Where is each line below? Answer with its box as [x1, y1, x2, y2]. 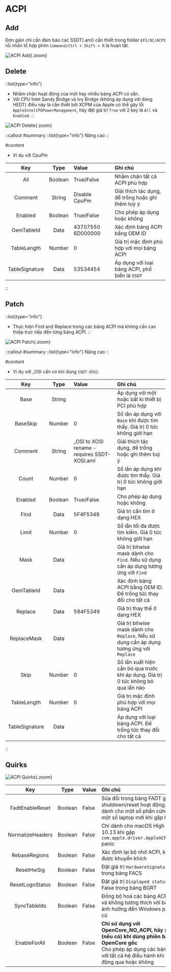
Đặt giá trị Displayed [101, 878, 150, 885]
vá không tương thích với [101, 899, 161, 906]
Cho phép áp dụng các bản [101, 946, 166, 953]
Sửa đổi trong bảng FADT [101, 795, 162, 802]
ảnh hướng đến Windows [101, 905, 161, 913]
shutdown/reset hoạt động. [101, 801, 166, 808]
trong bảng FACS [101, 870, 142, 877]
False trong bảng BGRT [101, 885, 157, 892]
